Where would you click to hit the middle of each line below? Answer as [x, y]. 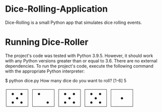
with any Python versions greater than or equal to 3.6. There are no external [81, 61]
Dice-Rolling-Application [57, 9]
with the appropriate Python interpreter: [45, 71]
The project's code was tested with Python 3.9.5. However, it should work [79, 56]
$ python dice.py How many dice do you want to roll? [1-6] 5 [66, 80]
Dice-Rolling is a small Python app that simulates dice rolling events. [74, 22]
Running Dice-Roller [47, 42]
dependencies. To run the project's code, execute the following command [79, 66]
